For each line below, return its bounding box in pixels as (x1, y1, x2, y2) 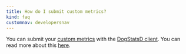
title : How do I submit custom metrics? (6, 8, 107, 15)
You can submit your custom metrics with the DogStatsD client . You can (6, 36, 181, 43)
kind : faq (6, 14, 31, 20)
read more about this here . (6, 42, 71, 49)
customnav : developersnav (6, 19, 69, 25)
